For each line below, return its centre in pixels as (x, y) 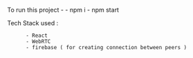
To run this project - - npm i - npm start (63, 10)
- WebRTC (38, 42)
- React (37, 35)
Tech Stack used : (33, 23)
